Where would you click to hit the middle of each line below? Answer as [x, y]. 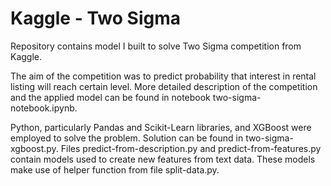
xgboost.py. [34, 148]
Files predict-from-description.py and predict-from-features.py [191, 148]
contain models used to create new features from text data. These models [163, 159]
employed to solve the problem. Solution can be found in [127, 138]
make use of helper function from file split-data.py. [115, 169]
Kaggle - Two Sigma [95, 18]
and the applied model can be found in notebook [110, 97]
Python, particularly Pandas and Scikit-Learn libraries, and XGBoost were [161, 127]
